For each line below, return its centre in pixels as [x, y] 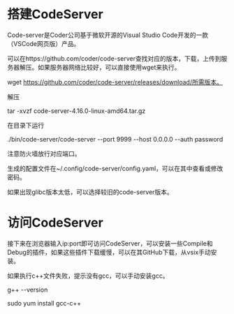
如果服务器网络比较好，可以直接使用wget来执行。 [109, 67]
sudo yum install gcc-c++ [44, 303]
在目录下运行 [25, 125]
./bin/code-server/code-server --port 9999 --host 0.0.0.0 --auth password [115, 139]
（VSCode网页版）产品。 [44, 43]
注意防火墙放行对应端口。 [44, 154]
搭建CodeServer [55, 14]
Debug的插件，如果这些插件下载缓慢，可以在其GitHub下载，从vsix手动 [109, 252]
